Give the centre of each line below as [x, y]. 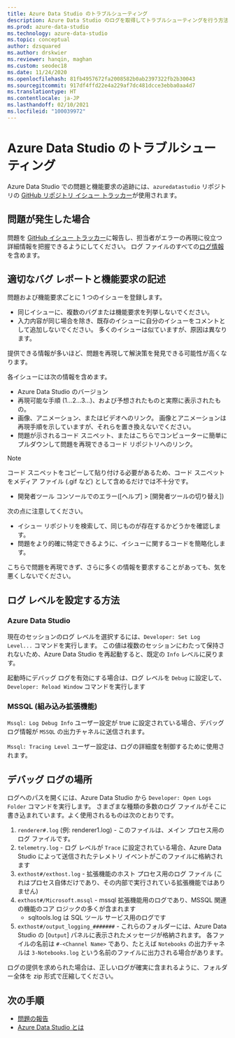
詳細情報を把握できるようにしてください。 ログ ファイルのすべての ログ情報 [116, 246]
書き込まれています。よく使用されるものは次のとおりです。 [92, 815]
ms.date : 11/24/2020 [37, 72]
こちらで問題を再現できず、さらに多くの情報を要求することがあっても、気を [117, 567]
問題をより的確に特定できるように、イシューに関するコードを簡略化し [118, 544]
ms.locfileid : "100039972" [47, 111]
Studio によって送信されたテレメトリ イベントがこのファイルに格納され [120, 856]
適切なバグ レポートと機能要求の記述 [86, 279]
